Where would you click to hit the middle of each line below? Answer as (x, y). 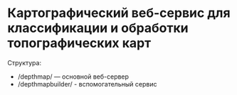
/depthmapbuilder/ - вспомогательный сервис (87, 84)
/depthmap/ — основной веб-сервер (73, 77)
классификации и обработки (98, 28)
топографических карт (79, 43)
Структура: (24, 62)
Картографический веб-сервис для (119, 13)
